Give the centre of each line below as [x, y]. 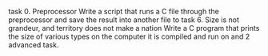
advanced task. [34, 45]
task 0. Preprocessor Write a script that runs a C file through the [114, 11]
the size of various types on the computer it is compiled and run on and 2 [129, 36]
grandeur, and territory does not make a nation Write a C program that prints [134, 28]
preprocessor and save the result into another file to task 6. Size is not [124, 20]
